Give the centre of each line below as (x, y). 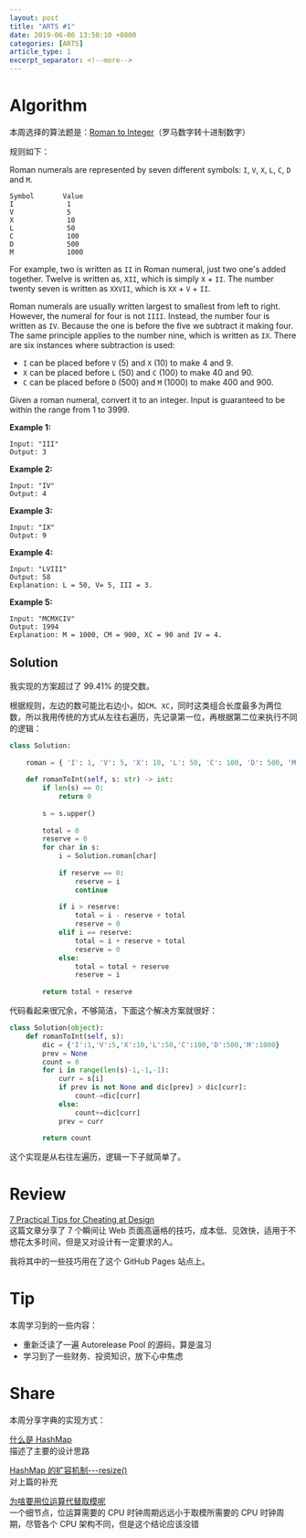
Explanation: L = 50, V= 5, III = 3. (81, 585)
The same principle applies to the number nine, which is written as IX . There (153, 335)
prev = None (65, 1053)
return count (67, 1139)
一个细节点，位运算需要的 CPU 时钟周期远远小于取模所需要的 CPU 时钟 (143, 1512)
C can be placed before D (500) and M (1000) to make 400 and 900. (148, 382)
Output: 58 (30, 577)
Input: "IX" (32, 527)
